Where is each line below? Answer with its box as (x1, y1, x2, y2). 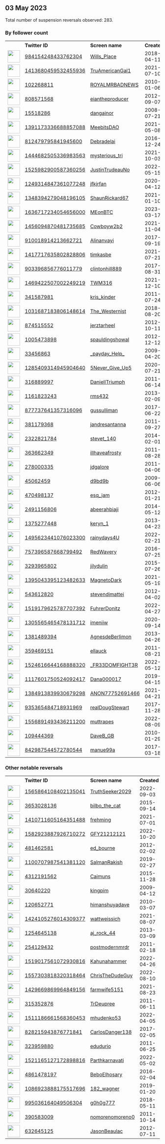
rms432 (90, 393, 109, 400)
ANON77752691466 (90, 690, 140, 697)
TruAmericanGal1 (90, 67, 131, 74)
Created (139, 777, 159, 784)
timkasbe (90, 251, 111, 258)
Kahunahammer (90, 958, 127, 965)
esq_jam (90, 492, 110, 499)
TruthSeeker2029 (90, 788, 132, 795)
